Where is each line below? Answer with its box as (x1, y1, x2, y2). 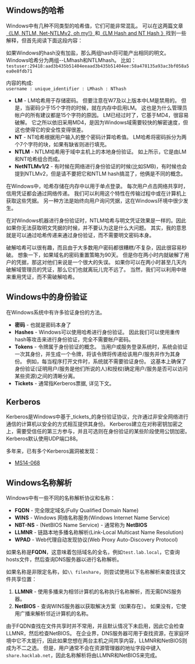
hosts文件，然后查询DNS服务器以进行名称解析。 (6, 556, 123, 563)
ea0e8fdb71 (6, 68, 33, 74)
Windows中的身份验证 (6, 292, 88, 302)
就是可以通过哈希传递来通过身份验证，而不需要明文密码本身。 (6, 231, 155, 238)
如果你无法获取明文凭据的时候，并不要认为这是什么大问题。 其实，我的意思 (6, 224, 187, 231)
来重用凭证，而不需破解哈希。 (6, 273, 78, 280)
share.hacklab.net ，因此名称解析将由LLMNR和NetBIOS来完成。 (6, 652, 161, 659)
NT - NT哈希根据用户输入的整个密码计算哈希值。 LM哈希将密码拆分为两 (14, 134, 187, 141)
